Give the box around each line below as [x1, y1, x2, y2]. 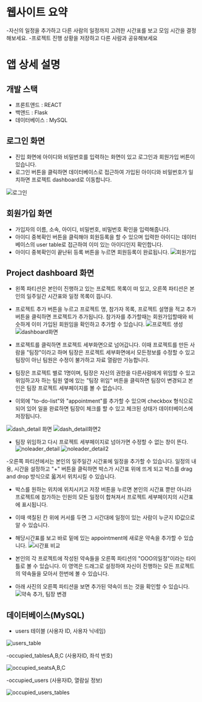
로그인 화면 [6, 136, 45, 146]
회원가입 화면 [6, 208, 53, 219]
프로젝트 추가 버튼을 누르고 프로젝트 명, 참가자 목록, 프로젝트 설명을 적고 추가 [15, 305, 197, 313]
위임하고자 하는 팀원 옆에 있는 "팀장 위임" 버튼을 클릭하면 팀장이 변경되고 [15, 377, 187, 384]
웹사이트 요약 [6, 5, 68, 19]
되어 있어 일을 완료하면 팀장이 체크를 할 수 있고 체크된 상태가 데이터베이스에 [15, 405, 194, 412]
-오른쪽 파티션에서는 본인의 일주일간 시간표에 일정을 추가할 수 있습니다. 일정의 [6, 458, 190, 465]
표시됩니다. [21, 501, 49, 508]
